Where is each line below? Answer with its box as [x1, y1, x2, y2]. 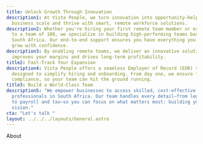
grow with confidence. [11, 43, 69, 49]
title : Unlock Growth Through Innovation [6, 8, 112, 15]
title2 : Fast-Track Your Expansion [6, 59, 96, 65]
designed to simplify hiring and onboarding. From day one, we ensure [11, 71, 193, 77]
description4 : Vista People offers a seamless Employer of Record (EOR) [6, 65, 193, 71]
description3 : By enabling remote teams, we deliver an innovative [6, 48, 180, 54]
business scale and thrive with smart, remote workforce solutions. [11, 20, 188, 26]
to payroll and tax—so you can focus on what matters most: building [11, 99, 190, 105]
